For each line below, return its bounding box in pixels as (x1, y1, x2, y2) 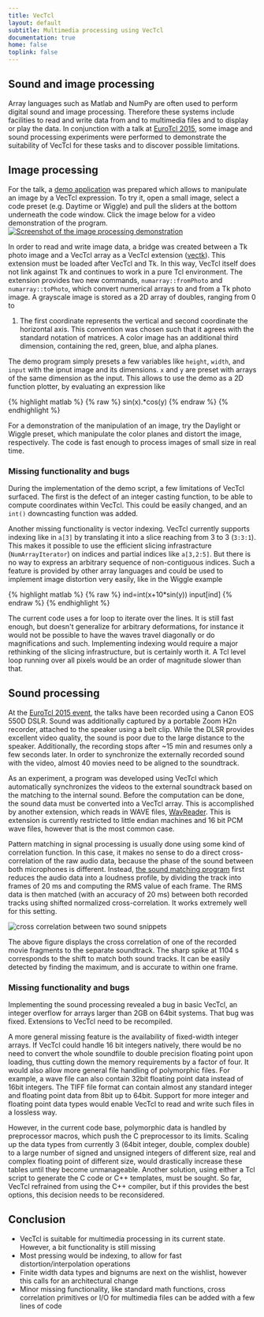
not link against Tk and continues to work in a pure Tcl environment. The (8, 266, 243, 277)
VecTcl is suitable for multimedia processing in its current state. (19, 1234, 226, 1243)
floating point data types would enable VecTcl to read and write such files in (8, 1100, 255, 1109)
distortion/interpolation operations (19, 1259, 131, 1269)
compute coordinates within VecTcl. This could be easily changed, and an (8, 500, 247, 510)
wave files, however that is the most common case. (8, 824, 175, 833)
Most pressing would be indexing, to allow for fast (19, 1251, 182, 1260)
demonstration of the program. (8, 218, 108, 228)
